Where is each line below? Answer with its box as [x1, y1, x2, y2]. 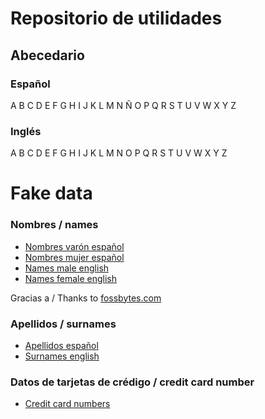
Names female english [24, 272, 117, 284]
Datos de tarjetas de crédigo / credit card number [10, 375, 255, 389]
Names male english [24, 262, 110, 274]
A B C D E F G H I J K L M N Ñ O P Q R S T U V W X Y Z [10, 99, 237, 111]
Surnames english [24, 350, 100, 362]
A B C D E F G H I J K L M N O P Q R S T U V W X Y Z [10, 147, 228, 159]
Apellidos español [24, 339, 99, 351]
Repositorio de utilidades [10, 7, 223, 30]
